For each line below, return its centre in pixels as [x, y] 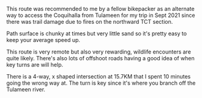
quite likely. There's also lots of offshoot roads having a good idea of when [100, 58]
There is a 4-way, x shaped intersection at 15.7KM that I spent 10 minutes [99, 76]
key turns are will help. [35, 65]
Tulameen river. [26, 89]
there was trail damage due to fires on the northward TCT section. [90, 22]
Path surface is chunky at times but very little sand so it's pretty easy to [97, 33]
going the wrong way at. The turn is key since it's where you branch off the [101, 83]
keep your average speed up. [43, 40]
